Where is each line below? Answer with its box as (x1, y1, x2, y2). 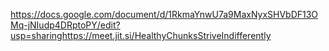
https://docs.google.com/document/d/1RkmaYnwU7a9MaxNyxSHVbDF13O (10, 9, 319, 20)
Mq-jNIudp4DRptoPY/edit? (10, 19, 121, 31)
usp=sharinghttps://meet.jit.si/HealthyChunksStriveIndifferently (10, 30, 272, 41)
